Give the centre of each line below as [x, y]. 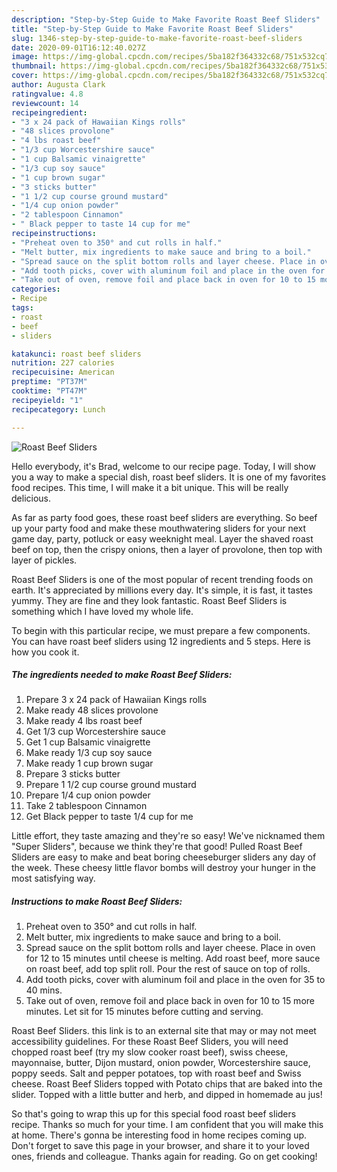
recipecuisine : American [63, 372]
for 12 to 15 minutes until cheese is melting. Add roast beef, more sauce [173, 958]
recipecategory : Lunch [58, 409]
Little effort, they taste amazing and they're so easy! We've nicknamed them [168, 836]
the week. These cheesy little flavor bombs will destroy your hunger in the [164, 868]
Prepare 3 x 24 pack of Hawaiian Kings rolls [116, 700]
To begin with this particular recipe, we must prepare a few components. [161, 630]
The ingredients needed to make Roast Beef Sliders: [122, 675]
